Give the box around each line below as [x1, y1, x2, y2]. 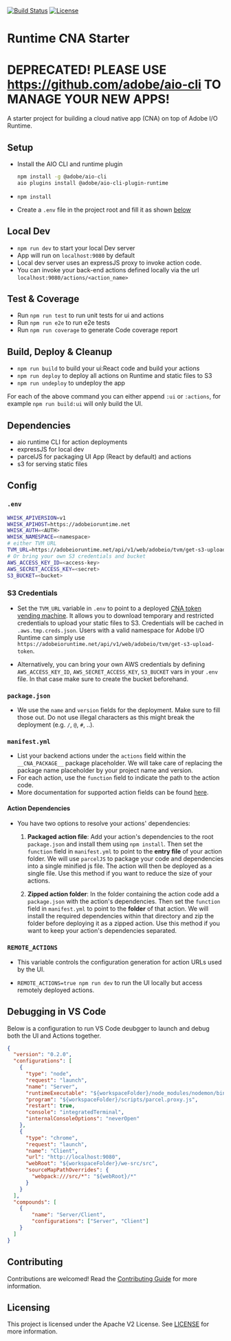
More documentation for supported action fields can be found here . [16, 788, 209, 796]
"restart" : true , [25, 1102, 76, 1109]
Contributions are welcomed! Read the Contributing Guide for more [7, 1274, 197, 1282]
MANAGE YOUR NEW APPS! [7, 92, 170, 107]
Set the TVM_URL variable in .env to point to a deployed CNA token [16, 604, 201, 612]
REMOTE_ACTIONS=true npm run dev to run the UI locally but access [16, 978, 203, 987]
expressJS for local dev [16, 445, 85, 453]
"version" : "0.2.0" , [13, 1051, 72, 1058]
